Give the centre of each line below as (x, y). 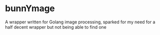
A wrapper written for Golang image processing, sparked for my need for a (80, 22)
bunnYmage (30, 9)
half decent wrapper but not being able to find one (56, 27)
